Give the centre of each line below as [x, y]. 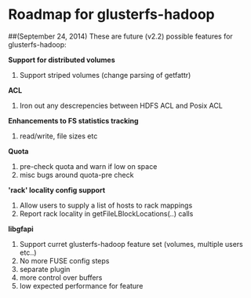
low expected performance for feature [81, 285]
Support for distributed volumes [62, 60]
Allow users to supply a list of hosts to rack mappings [106, 205]
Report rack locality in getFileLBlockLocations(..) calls [106, 213]
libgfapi [21, 229]
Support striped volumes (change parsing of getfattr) [105, 75]
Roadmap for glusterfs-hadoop [111, 15]
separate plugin [45, 269]
